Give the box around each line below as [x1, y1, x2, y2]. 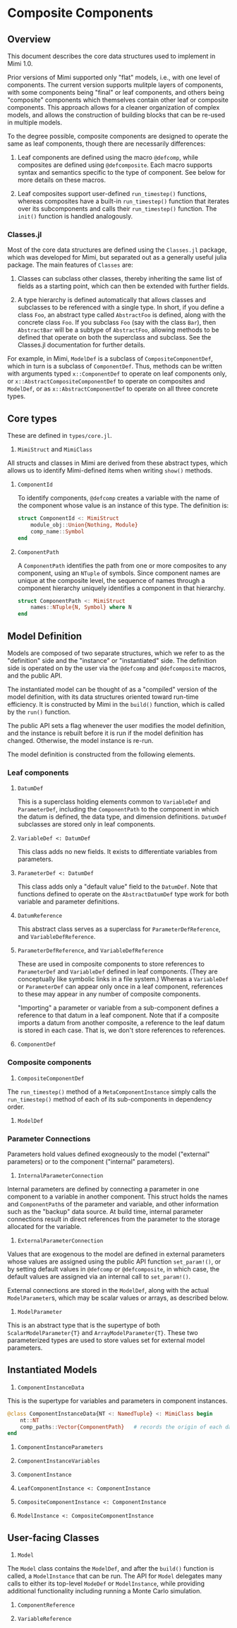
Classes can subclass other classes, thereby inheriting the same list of [17, 275, 222, 283]
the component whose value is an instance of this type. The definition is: [17, 501, 229, 510]
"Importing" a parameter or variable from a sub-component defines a [17, 1003, 219, 1012]
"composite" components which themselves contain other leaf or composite [7, 96, 229, 104]
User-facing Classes [7, 1532, 99, 1544]
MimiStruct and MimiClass [17, 445, 93, 454]
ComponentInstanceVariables [17, 1457, 100, 1465]
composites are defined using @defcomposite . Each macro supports [17, 161, 213, 169]
